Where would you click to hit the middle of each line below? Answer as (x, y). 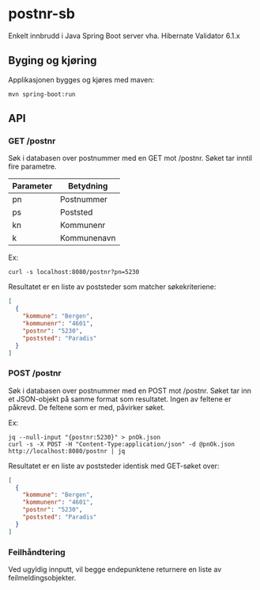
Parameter (32, 186)
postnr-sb (41, 14)
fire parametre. (32, 166)
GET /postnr (32, 141)
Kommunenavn (88, 238)
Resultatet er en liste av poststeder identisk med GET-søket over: (114, 466)
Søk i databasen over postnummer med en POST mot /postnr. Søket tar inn (130, 390)
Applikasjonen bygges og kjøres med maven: (81, 79)
